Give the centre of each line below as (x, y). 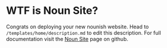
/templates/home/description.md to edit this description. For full (83, 32)
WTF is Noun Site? (52, 11)
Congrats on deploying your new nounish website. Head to (78, 27)
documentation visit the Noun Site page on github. (67, 39)
